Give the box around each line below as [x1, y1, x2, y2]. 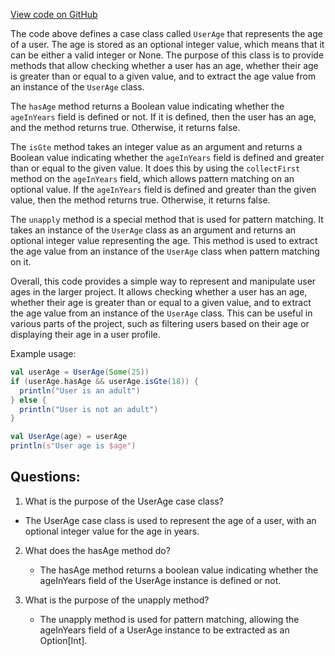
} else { [10, 395, 47, 405]
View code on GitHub [10, 9, 98, 20]
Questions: [10, 469, 81, 486]
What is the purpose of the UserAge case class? [24, 495, 224, 507]
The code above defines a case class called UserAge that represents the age [10, 28, 323, 39]
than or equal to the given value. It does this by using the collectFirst [10, 162, 301, 174]
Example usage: [10, 348, 77, 359]
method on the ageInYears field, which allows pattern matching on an [10, 173, 295, 184]
